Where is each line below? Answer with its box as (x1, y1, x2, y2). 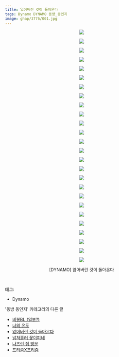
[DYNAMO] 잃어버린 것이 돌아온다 (49, 267, 114, 272)
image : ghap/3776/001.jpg (5, 16, 57, 21)
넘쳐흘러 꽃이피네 (12, 335, 45, 340)
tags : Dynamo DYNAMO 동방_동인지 (5, 12, 68, 17)
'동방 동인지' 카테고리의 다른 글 (5, 306, 64, 312)
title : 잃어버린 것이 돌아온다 (5, 7, 58, 12)
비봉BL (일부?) (12, 317, 40, 323)
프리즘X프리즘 (12, 347, 39, 353)
